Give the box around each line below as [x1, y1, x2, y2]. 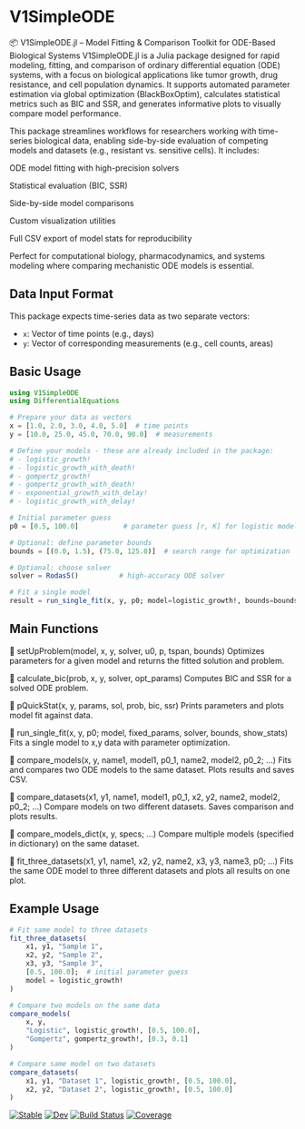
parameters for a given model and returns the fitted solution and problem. [9, 655, 285, 666]
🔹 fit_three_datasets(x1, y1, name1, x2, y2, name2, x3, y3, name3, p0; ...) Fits [9, 856, 294, 867]
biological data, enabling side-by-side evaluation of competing [34, 134, 269, 146]
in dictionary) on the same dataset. [9, 837, 140, 848]
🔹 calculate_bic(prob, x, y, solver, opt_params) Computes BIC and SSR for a [9, 672, 292, 683]
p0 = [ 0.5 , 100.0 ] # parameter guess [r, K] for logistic [9, 521, 274, 530]
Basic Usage [9, 364, 82, 380]
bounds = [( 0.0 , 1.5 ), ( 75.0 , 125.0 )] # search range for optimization [9, 547, 290, 556]
